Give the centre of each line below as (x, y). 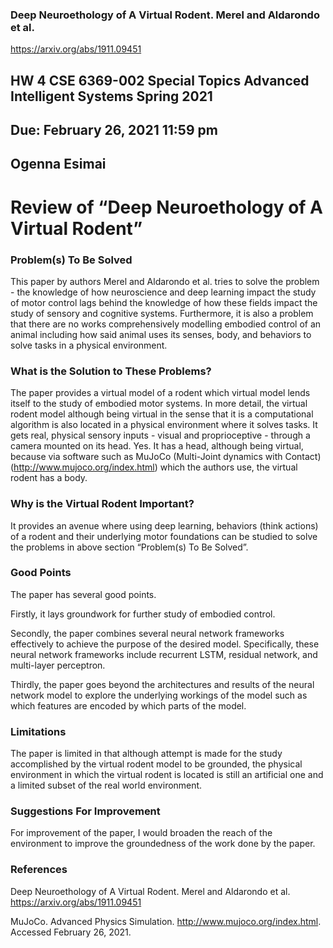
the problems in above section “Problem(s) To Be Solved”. (129, 547)
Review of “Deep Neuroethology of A (166, 207)
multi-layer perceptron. (58, 665)
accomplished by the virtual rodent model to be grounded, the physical (156, 764)
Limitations (38, 731)
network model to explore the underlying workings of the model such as (159, 695)
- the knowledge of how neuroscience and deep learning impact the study (163, 292)
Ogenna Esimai (58, 164)
